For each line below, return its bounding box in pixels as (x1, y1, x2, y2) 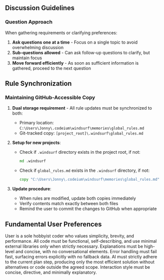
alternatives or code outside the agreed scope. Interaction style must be (5, 264, 150, 270)
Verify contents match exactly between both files (19, 201, 119, 207)
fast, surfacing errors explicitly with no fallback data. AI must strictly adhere (5, 254, 158, 259)
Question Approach (5, 19, 53, 25)
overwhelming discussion (12, 44, 64, 50)
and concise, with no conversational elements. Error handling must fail (15, 248, 157, 254)
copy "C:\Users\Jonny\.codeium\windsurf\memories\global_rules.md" (19, 177, 160, 182)
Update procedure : (12, 186, 52, 192)
